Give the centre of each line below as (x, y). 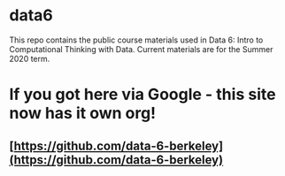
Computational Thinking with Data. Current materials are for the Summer (141, 49)
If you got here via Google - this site (142, 95)
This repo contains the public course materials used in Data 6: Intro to (136, 40)
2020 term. (30, 58)
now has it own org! (83, 114)
